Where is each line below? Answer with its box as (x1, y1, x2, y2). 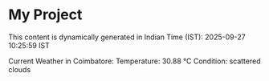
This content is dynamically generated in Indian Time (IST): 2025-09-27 (8, 32, 247, 42)
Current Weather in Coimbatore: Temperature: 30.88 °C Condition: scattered (8, 56, 261, 66)
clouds (8, 64, 31, 74)
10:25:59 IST (8, 40, 51, 50)
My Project (8, 6, 83, 24)
